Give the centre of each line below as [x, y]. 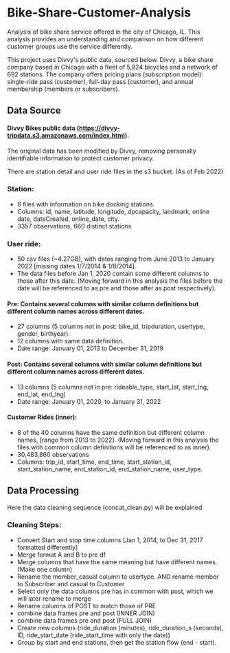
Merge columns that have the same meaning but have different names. [117, 561]
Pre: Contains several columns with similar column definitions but [103, 303]
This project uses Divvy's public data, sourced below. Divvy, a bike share [110, 59]
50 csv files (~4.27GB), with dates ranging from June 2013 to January [116, 259]
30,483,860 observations [53, 454]
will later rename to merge [54, 598]
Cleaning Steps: [34, 525]
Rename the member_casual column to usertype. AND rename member [118, 577]
